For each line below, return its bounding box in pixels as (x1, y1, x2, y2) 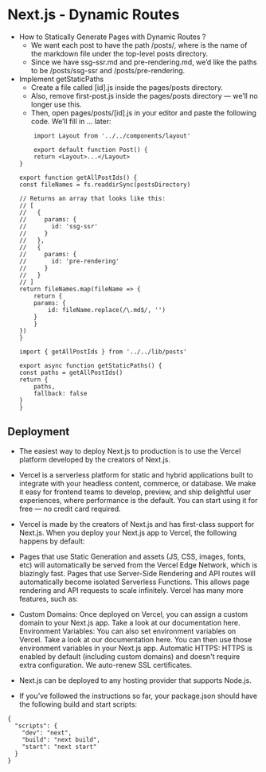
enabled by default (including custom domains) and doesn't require (18, 651, 241, 661)
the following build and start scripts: (18, 699, 137, 709)
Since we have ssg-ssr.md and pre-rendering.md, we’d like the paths (30, 57, 257, 67)
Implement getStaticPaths (18, 74, 104, 84)
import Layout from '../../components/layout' (33, 131, 191, 140)
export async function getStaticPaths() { (18, 361, 162, 369)
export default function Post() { (33, 146, 148, 154)
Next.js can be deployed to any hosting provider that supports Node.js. (18, 675, 252, 685)
